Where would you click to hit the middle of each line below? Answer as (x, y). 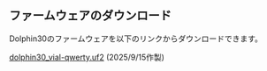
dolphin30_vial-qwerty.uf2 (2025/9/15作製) (87, 57)
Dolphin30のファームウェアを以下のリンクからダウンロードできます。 (136, 39)
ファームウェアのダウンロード (91, 16)
